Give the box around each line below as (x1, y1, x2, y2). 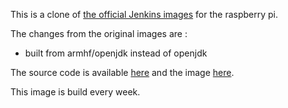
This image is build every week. (10, 86, 141, 98)
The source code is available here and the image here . (10, 67, 235, 78)
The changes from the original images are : (10, 28, 188, 39)
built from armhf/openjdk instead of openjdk (24, 47, 208, 59)
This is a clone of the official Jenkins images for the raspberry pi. (10, 9, 278, 20)
